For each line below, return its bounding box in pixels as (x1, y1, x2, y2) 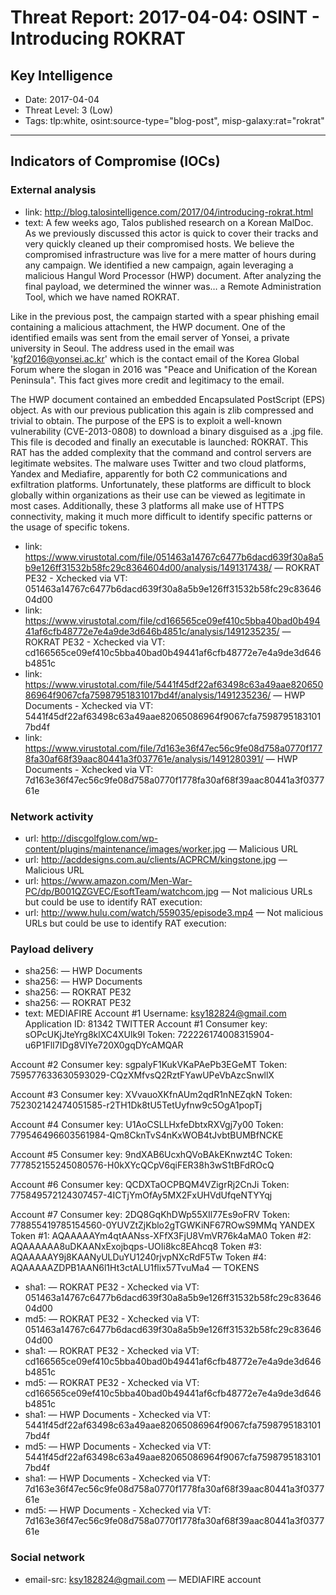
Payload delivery (10, 942, 94, 956)
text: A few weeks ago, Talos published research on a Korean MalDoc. (24, 216, 314, 228)
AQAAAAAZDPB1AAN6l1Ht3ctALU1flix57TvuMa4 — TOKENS (10, 1262, 260, 1274)
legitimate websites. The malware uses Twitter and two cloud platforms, (10, 457, 307, 469)
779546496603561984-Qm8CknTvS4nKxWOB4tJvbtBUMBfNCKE (10, 1129, 284, 1141)
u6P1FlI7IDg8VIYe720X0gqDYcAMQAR (24, 1039, 184, 1051)
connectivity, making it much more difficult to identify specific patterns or (10, 510, 313, 522)
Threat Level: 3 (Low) (24, 104, 114, 116)
